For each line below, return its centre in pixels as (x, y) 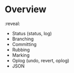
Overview (26, 9)
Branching (23, 39)
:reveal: (13, 23)
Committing (24, 44)
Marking (21, 55)
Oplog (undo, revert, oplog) (41, 60)
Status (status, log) (32, 33)
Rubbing (21, 50)
